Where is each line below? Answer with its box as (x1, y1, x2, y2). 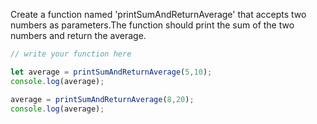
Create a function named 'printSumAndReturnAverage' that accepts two (10, 9, 307, 20)
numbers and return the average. (10, 30, 147, 41)
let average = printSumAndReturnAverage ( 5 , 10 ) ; (10, 67, 213, 77)
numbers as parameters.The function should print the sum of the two (10, 19, 295, 31)
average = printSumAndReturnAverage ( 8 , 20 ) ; (10, 94, 195, 104)
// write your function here (10, 49, 132, 59)
